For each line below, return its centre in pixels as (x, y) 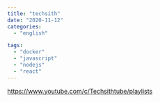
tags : (15, 46)
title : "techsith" (34, 14)
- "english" (31, 33)
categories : (24, 26)
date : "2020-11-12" (35, 20)
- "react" (27, 71)
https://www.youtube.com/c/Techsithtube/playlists (80, 91)
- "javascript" (35, 59)
